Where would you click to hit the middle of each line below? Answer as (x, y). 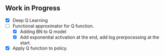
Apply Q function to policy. (40, 48)
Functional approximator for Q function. (53, 26)
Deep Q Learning (30, 20)
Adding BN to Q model (43, 31)
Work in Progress (33, 8)
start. (25, 43)
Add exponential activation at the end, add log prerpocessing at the (90, 37)
